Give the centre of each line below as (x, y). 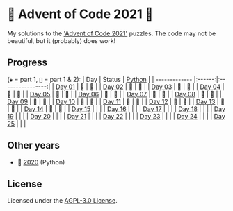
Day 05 (40, 94)
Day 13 (206, 101)
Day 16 (116, 109)
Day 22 (113, 116)
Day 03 (162, 87)
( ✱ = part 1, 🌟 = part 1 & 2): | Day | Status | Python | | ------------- (100, 79)
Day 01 (65, 87)
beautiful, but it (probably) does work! (62, 40)
